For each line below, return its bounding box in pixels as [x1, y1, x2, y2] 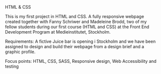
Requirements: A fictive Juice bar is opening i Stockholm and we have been [5, 38, 156, 44]
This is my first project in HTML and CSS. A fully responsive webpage [5, 14, 145, 19]
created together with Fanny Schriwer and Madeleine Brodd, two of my [5, 19, 147, 24]
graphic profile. [5, 49, 36, 55]
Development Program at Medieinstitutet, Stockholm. [5, 29, 111, 35]
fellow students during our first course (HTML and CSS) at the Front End [5, 24, 149, 30]
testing [5, 63, 19, 69]
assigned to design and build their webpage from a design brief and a [5, 44, 145, 49]
